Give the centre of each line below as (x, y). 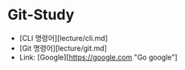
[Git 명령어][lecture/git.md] (63, 48)
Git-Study (41, 15)
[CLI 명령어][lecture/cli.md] (64, 38)
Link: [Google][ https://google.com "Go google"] (98, 57)
